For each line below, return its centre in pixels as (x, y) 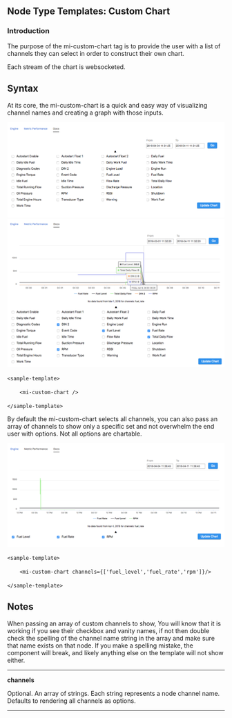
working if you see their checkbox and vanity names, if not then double (108, 630)
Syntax (23, 89)
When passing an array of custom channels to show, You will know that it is (114, 623)
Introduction (28, 31)
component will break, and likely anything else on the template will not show (115, 652)
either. (16, 660)
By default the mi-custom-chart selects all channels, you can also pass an (113, 419)
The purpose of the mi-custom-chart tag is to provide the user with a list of (114, 46)
